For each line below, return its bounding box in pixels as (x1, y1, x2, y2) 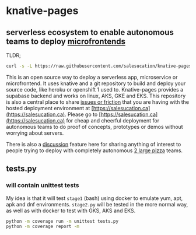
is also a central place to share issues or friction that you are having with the (6, 98, 190, 106)
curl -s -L (6, 63, 33, 69)
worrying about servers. (6, 129, 64, 136)
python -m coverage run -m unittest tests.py (6, 218, 118, 224)
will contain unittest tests (6, 181, 79, 190)
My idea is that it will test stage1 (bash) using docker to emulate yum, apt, (6, 194, 183, 202)
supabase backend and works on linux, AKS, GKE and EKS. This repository (6, 92, 186, 99)
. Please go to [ (64, 111, 101, 118)
